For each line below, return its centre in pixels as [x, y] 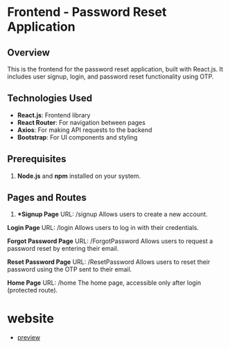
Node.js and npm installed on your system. [79, 176]
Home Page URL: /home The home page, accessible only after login [104, 283]
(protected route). [33, 290]
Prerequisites [37, 159]
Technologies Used [50, 98]
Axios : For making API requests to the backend [85, 130]
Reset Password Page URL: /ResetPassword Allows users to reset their [109, 262]
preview [28, 338]
